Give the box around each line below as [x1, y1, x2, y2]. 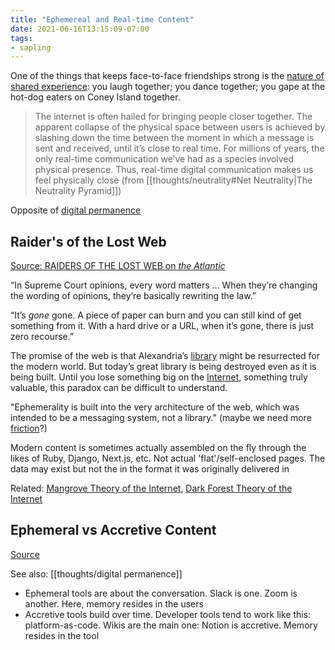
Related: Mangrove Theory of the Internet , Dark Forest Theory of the [10, 482, 293, 495]
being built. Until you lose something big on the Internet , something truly [10, 371, 308, 383]
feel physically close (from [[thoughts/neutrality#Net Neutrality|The [34, 174, 313, 186]
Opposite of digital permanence [10, 204, 142, 216]
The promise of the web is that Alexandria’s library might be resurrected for [10, 350, 321, 362]
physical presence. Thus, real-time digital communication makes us [34, 164, 314, 176]
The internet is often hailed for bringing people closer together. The [34, 111, 313, 123]
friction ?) [10, 422, 48, 435]
